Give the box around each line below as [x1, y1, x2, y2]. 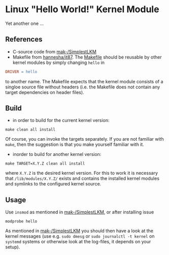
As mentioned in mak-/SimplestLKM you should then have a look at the [5, 228, 154, 234]
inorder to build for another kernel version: [12, 151, 102, 157]
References [5, 35, 43, 44]
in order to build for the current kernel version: [12, 117, 110, 123]
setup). [5, 244, 20, 250]
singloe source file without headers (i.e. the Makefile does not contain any [5, 84, 160, 90]
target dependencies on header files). [5, 89, 85, 95]
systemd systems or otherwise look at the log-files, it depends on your [5, 239, 151, 245]
